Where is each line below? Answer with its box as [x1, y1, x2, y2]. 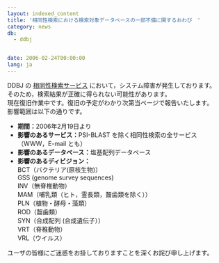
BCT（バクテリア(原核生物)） [17, 165, 102, 174]
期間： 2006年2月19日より [17, 122, 92, 130]
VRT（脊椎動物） [17, 225, 67, 233]
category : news [7, 23, 51, 30]
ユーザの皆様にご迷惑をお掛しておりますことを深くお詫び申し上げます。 [7, 248, 213, 257]
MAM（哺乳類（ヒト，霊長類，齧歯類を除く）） [17, 190, 152, 198]
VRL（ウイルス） [17, 234, 66, 242]
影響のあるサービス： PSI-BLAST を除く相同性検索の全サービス [17, 130, 197, 139]
